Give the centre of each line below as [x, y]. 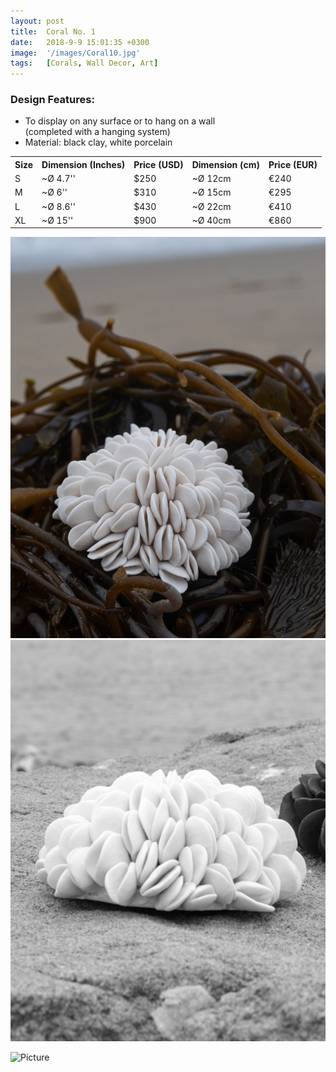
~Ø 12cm [211, 179]
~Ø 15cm [211, 192]
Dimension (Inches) [83, 164]
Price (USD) [158, 164]
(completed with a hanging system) [97, 132]
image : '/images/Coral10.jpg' [75, 53]
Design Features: [52, 100]
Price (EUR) [293, 164]
